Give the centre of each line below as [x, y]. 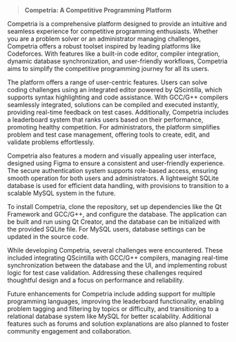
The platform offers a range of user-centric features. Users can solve [107, 82]
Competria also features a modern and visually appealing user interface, [112, 156]
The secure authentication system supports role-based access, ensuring [112, 171]
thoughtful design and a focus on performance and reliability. [96, 280]
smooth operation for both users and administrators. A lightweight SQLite [113, 178]
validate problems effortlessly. [51, 142]
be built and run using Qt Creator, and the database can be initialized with [114, 222]
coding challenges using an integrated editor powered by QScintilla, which [115, 90]
